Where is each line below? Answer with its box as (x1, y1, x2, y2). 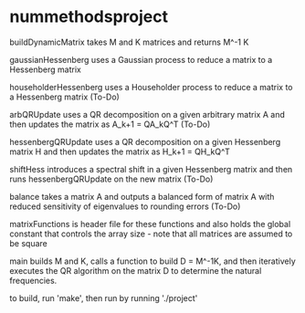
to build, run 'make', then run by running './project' (9, 292, 198, 303)
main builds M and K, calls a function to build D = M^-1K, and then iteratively (9, 256, 297, 266)
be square (9, 237, 47, 248)
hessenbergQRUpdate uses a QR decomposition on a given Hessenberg (9, 136, 281, 147)
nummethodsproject (9, 6, 169, 27)
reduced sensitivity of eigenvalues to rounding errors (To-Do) (9, 201, 241, 212)
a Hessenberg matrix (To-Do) (9, 91, 121, 102)
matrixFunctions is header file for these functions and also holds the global (9, 218, 291, 229)
